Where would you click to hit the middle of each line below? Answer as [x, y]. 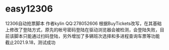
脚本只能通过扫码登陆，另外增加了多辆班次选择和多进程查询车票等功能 [87, 36]
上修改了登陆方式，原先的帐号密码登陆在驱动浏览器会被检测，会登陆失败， [82, 30]
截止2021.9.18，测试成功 [31, 42]
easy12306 [29, 9]
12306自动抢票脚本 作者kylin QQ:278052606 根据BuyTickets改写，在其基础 [83, 23]
